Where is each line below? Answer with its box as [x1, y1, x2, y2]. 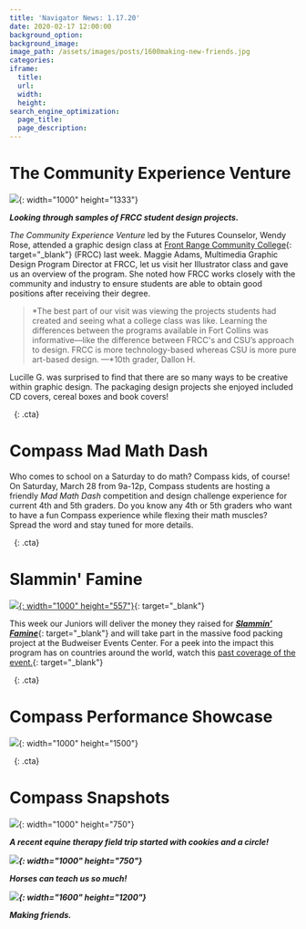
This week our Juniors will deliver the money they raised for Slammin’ [9, 618, 273, 629]
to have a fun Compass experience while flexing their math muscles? [9, 509, 269, 520]
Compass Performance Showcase [9, 706, 273, 726]
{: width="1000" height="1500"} [18, 737, 139, 748]
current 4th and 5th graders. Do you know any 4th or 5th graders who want [9, 499, 293, 511]
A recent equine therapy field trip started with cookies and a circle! [9, 836, 270, 847]
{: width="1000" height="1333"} [18, 193, 139, 205]
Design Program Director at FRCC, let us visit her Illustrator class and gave [9, 258, 289, 269]
